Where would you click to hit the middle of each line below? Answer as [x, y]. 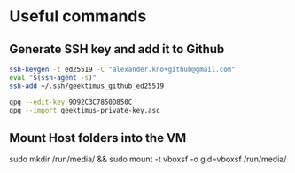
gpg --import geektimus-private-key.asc [85, 110]
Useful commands [78, 16]
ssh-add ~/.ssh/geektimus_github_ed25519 [87, 86]
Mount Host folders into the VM [98, 138]
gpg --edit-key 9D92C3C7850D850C [71, 102]
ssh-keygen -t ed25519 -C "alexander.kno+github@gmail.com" [123, 69]
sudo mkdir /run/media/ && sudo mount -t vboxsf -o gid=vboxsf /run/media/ [148, 159]
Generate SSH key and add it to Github [117, 49]
